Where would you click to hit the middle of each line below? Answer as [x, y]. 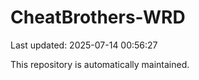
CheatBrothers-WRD [98, 17]
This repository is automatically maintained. [100, 64]
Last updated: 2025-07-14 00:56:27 [84, 45]
